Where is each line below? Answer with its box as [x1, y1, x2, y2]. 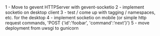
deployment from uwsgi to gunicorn [5, 25, 79, 31]
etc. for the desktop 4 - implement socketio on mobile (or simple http [5, 15, 147, 20]
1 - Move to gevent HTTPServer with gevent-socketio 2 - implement [5, 4, 145, 10]
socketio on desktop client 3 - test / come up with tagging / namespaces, [5, 9, 156, 15]
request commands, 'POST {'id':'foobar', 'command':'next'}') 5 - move [5, 20, 150, 26]
